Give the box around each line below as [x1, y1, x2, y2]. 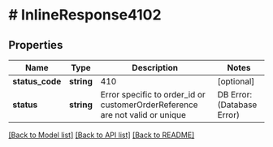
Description [132, 63, 179, 73]
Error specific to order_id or [100, 89, 206, 100]
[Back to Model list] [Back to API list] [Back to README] [8, 130, 195, 140]
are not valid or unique [100, 110, 187, 120]
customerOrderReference [100, 99, 198, 110]
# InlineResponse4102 [8, 6, 162, 24]
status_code [12, 76, 62, 87]
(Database [217, 99, 258, 110]
